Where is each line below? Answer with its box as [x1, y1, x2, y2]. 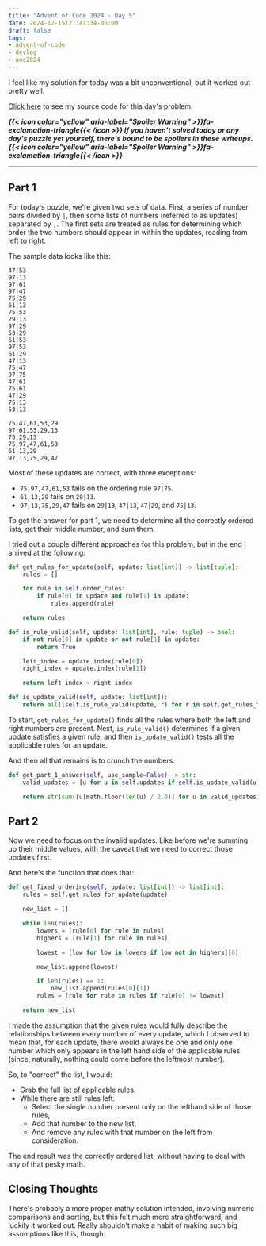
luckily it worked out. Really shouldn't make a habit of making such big [8, 1220, 238, 1230]
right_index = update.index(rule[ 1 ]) [22, 664, 147, 673]
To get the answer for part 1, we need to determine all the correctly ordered [8, 515, 254, 525]
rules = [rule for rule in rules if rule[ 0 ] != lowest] [36, 992, 225, 1000]
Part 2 [8, 814, 39, 828]
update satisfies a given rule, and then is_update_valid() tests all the [8, 732, 235, 741]
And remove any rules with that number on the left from [31, 1127, 213, 1136]
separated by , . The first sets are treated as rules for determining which [8, 219, 243, 229]
